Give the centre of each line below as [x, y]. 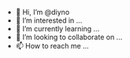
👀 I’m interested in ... [49, 20]
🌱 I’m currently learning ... [58, 29]
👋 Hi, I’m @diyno [43, 12]
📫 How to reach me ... [52, 46]
